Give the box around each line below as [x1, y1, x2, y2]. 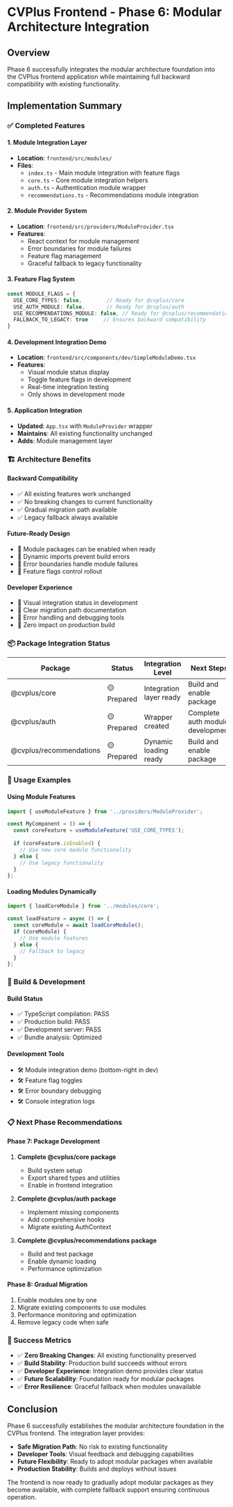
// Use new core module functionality [19, 846, 132, 853]
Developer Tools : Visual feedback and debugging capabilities [17, 1450, 194, 1458]
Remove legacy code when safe [17, 1318, 109, 1327]
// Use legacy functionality [19, 859, 104, 867]
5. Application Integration [7, 406, 83, 414]
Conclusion [7, 1403, 58, 1415]
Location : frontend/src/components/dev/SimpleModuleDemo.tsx [17, 353, 196, 362]
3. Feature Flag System [7, 275, 75, 283]
